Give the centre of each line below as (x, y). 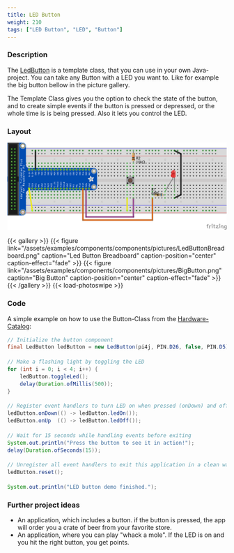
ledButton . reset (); (36, 472)
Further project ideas (44, 505)
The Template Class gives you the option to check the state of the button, (112, 98)
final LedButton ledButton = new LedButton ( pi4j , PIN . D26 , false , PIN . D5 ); (119, 347)
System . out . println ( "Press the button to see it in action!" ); (101, 443)
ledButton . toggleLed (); (54, 376)
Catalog (18, 326)
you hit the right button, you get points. (73, 543)
